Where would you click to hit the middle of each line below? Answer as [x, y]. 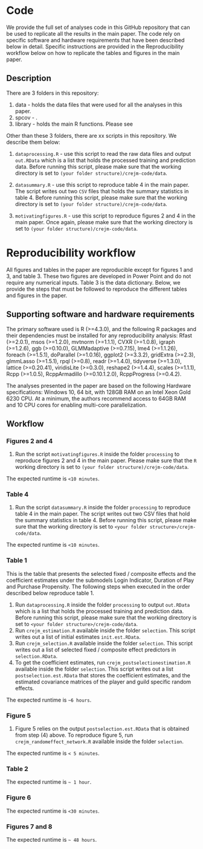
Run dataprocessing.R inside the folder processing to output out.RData [102, 604]
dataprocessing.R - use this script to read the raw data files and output [103, 153]
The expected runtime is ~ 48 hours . [52, 839]
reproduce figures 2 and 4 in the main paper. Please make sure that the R [106, 460]
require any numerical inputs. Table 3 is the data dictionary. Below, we [93, 282]
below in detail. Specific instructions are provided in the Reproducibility [95, 47]
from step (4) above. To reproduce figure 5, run [74, 735]
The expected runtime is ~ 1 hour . [49, 782]
